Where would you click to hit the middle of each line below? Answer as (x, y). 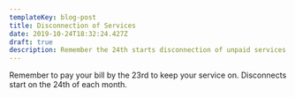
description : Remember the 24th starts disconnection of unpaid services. (150, 50)
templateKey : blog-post (53, 17)
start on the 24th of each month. (68, 85)
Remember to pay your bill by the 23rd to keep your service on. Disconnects (148, 75)
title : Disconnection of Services (73, 26)
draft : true (31, 42)
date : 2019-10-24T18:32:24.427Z (68, 34)
